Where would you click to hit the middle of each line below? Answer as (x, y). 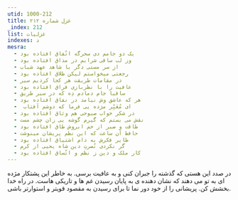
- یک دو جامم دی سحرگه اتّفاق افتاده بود (74, 54)
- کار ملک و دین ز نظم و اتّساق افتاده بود (77, 153)
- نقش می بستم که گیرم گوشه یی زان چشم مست (79, 120)
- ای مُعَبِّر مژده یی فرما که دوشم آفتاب (73, 107)
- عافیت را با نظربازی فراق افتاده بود (73, 87)
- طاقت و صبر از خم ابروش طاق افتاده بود (76, 126)
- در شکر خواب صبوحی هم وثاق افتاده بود (74, 113)
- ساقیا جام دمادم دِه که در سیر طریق (70, 93)
